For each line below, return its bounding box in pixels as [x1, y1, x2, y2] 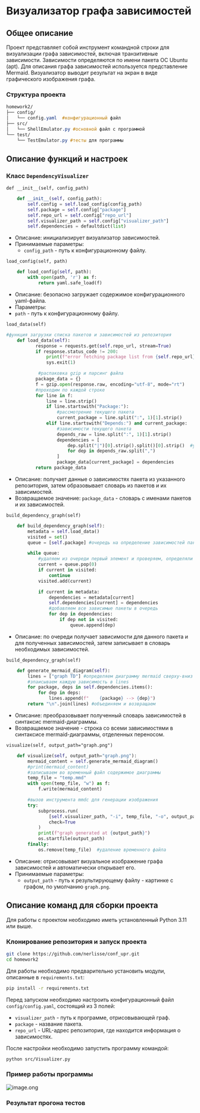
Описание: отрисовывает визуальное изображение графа [14, 857, 163, 865]
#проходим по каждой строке [35, 387, 105, 393]
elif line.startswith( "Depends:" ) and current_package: [46, 420, 187, 426]
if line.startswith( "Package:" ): [46, 404, 129, 410]
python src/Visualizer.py [6, 1056, 70, 1062]
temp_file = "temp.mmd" [27, 775, 86, 781]
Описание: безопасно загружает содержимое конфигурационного [14, 291, 186, 298]
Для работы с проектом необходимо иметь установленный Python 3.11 [6, 916, 187, 923]
